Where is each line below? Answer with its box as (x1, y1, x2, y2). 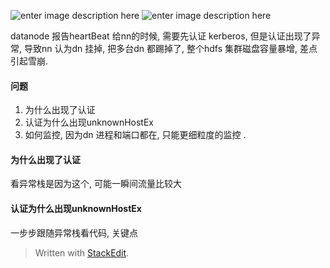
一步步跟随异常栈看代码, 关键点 (10, 226, 138, 239)
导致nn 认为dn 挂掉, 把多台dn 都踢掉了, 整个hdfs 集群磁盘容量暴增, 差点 (23, 43, 318, 54)
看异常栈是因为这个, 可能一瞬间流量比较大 (10, 178, 182, 190)
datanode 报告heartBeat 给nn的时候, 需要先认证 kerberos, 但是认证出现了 (10, 30, 312, 42)
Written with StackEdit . (34, 246, 130, 259)
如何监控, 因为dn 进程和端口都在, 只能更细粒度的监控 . (24, 129, 247, 141)
